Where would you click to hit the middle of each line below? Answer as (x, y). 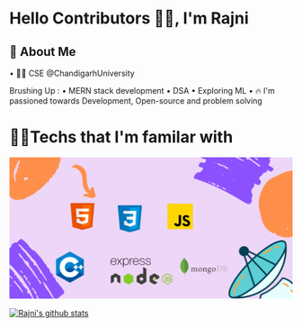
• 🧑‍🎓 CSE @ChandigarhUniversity (72, 73)
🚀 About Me (43, 52)
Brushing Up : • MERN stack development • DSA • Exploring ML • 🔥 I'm (142, 91)
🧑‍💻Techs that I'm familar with (121, 137)
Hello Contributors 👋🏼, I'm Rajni (129, 18)
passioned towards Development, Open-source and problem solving (136, 101)
